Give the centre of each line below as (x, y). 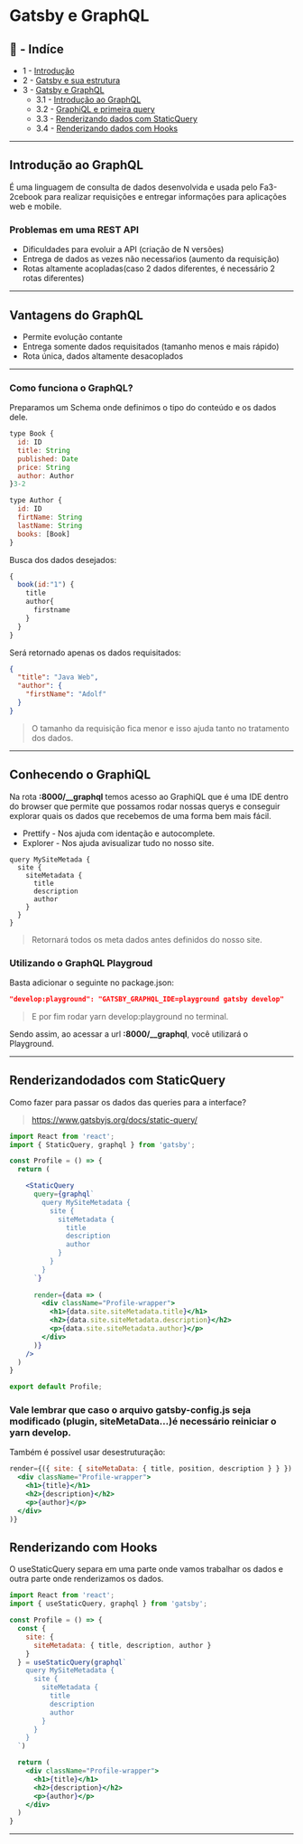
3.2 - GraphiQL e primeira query (95, 109)
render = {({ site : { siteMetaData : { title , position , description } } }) (151, 1469)
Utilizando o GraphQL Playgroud (81, 963)
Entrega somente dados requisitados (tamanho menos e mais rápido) (151, 346)
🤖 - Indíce (37, 49)
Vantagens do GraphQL (77, 315)
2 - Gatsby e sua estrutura (71, 80)
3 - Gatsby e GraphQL (64, 90)
